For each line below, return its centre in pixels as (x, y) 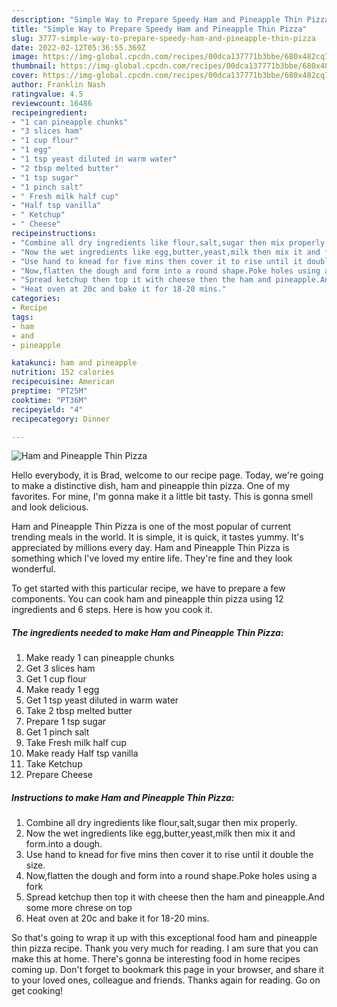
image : (25, 57)
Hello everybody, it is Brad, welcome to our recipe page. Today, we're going (167, 475)
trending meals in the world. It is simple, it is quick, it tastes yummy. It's (157, 537)
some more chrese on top (79, 908)
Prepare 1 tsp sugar (66, 722)
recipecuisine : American (63, 382)
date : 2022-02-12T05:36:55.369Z (78, 47)
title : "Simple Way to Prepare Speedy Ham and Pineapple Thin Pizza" (159, 29)
